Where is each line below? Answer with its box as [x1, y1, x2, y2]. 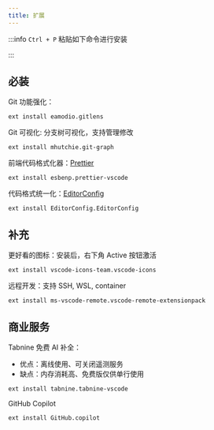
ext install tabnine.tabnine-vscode [8, 385, 128, 393]
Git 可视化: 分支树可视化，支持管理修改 [8, 128, 134, 137]
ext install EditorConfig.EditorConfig [8, 204, 139, 213]
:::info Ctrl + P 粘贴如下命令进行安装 [8, 34, 128, 43]
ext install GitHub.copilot [8, 414, 101, 422]
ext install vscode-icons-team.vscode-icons [8, 266, 157, 275]
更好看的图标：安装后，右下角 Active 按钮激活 [8, 250, 157, 260]
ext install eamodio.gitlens [8, 113, 104, 121]
